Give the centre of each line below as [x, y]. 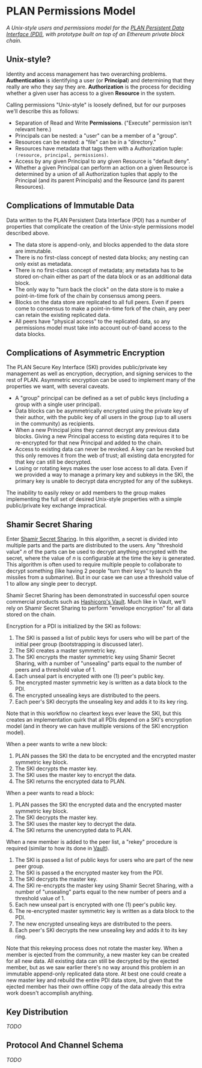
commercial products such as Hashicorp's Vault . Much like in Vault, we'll [96, 602]
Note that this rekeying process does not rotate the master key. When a [94, 948]
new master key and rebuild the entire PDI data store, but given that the [95, 980]
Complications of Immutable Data [70, 206]
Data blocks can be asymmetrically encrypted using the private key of [102, 411]
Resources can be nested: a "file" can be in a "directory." [85, 142]
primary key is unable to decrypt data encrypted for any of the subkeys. [104, 481]
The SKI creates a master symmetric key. [66, 651]
